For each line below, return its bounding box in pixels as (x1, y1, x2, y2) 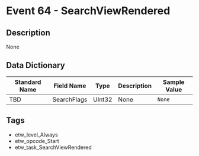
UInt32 (92, 95, 113, 103)
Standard (14, 78, 41, 86)
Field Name (53, 82, 86, 90)
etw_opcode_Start (14, 137, 59, 144)
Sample (162, 78, 185, 86)
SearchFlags (52, 95, 88, 103)
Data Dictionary (6, 60, 65, 70)
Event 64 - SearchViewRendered (6, 4, 171, 18)
